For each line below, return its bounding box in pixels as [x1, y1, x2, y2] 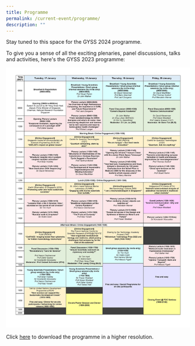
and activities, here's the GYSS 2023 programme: [6, 56, 126, 63]
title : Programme [6, 9, 48, 15]
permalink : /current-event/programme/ [6, 15, 100, 22]
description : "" [6, 22, 46, 27]
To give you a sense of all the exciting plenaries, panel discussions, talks [6, 50, 181, 57]
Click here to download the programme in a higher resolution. [6, 333, 154, 341]
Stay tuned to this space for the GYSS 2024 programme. [6, 39, 142, 46]
